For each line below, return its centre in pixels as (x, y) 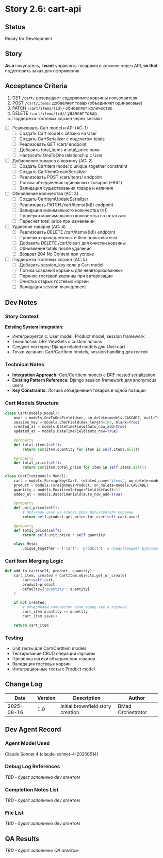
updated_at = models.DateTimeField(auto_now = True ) (66, 431)
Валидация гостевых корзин (41, 664)
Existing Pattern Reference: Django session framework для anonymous (84, 380)
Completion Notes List (32, 789)
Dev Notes (21, 302)
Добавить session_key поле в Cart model (61, 265)
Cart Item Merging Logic (34, 561)
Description (87, 698)
